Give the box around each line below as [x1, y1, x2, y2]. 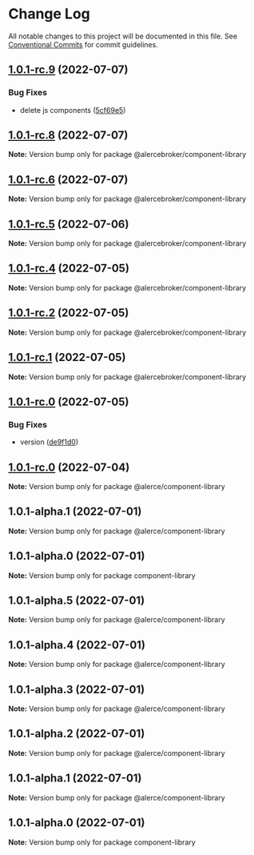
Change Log [8, 5, 90, 23]
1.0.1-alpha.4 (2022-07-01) [8, 638, 146, 652]
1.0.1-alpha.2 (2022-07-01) [8, 727, 145, 741]
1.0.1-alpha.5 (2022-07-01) [8, 594, 145, 608]
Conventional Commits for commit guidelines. [8, 39, 158, 49]
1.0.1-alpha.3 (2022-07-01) [8, 682, 145, 696]
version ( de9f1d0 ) [19, 437, 78, 447]
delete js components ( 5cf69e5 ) [19, 105, 126, 114]
